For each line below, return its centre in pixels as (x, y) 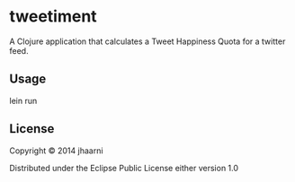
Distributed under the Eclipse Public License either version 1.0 (124, 168)
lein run (23, 100)
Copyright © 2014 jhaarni (56, 151)
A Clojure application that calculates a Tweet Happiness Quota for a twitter (147, 41)
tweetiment (53, 17)
